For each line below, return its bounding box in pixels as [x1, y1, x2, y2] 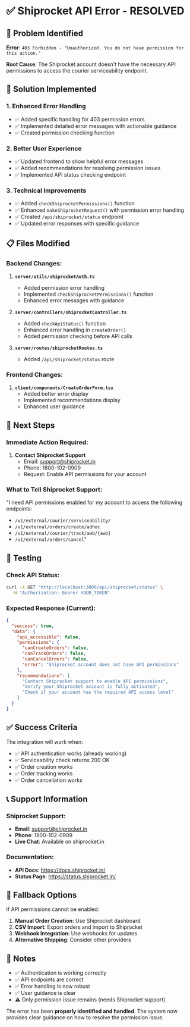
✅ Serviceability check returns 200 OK [14, 756, 110, 763]
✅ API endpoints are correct [14, 976, 84, 983]
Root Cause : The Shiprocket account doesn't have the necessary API [6, 61, 176, 68]
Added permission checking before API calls [23, 332, 132, 340]
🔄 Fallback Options [6, 890, 77, 900]
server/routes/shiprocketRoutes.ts [14, 345, 103, 351]
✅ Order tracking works [14, 769, 73, 777]
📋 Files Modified [6, 238, 70, 248]
